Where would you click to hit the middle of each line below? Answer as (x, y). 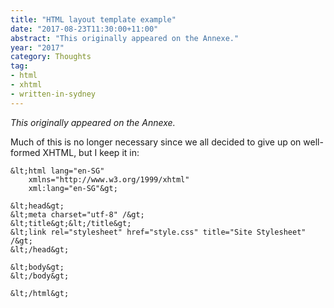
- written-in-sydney (53, 94)
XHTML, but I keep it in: (91, 152)
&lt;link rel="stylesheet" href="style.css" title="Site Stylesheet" (158, 232)
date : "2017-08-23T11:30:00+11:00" (84, 29)
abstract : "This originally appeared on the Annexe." (125, 38)
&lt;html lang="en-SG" (57, 171)
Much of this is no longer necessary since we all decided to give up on (156, 142)
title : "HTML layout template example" (93, 19)
